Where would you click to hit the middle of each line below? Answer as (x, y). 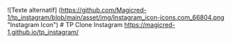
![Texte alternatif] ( (34, 10)
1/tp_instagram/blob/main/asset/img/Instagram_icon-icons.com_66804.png (116, 17)
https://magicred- (150, 25)
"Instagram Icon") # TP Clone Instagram (65, 25)
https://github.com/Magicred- (104, 10)
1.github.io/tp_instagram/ (43, 32)
